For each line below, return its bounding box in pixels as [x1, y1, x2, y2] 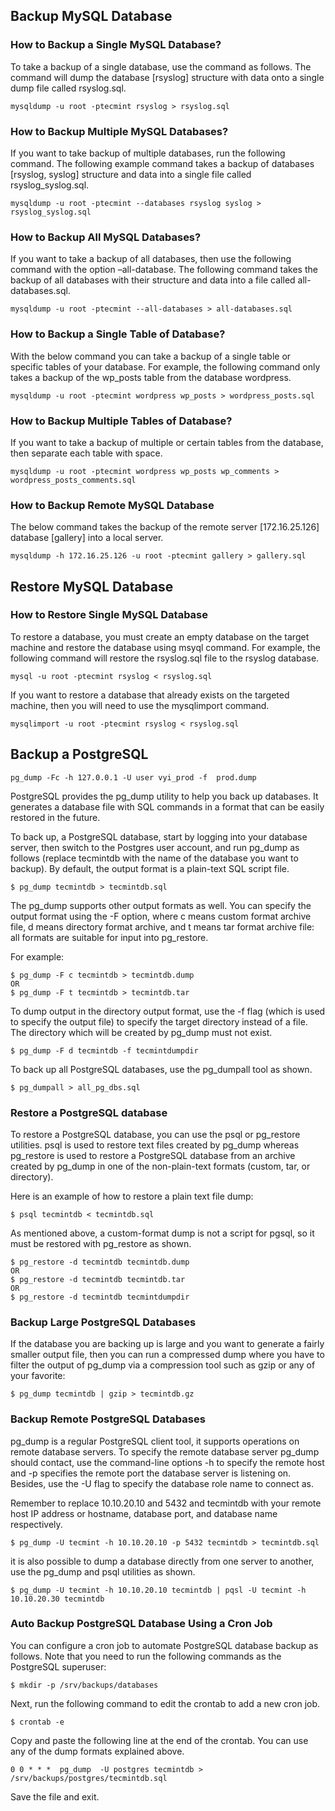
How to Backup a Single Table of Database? [10, 327, 226, 341]
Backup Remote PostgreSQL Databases [10, 1412, 206, 1426]
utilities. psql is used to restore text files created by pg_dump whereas [10, 1139, 300, 1151]
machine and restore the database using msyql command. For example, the [10, 641, 321, 653]
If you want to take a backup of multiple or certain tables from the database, [10, 436, 324, 448]
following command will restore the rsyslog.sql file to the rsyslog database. [10, 652, 320, 664]
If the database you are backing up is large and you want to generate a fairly [10, 1338, 325, 1350]
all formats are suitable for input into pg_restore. [10, 931, 209, 943]
